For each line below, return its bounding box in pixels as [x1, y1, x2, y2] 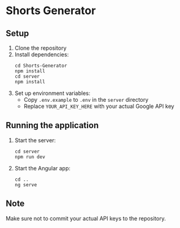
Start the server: [14, 136, 56, 144]
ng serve [14, 181, 37, 188]
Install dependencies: [14, 51, 69, 58]
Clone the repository [14, 44, 67, 51]
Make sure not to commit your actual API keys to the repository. [6, 215, 166, 222]
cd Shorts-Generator [14, 63, 67, 69]
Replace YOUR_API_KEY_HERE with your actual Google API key [23, 102, 174, 110]
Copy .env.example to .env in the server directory [23, 96, 149, 103]
